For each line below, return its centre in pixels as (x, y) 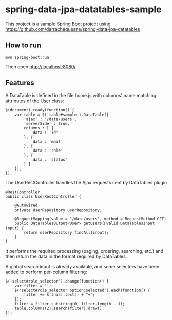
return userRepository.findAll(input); (66, 232)
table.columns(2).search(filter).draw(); (59, 308)
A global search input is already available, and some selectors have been (82, 266)
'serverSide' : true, (47, 124)
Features (20, 83)
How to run (23, 45)
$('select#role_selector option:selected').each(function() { (82, 290)
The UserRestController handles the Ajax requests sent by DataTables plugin (86, 182)
